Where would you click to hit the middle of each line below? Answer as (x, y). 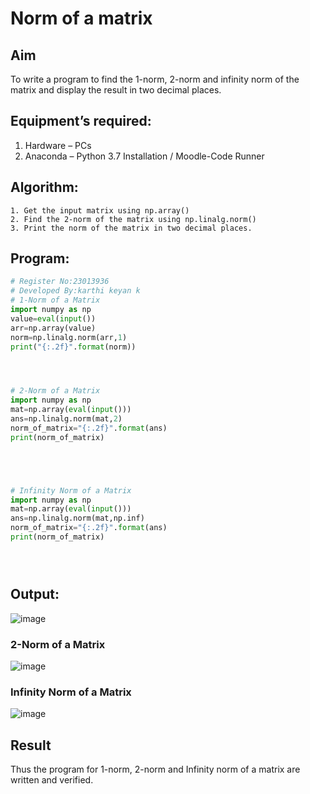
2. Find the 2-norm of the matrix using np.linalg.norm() (133, 219)
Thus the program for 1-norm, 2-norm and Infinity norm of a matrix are (155, 769)
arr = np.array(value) (53, 328)
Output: (35, 594)
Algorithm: (44, 187)
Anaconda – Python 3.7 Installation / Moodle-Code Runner (144, 156)
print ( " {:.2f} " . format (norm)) (73, 347)
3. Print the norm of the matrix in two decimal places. (131, 228)
